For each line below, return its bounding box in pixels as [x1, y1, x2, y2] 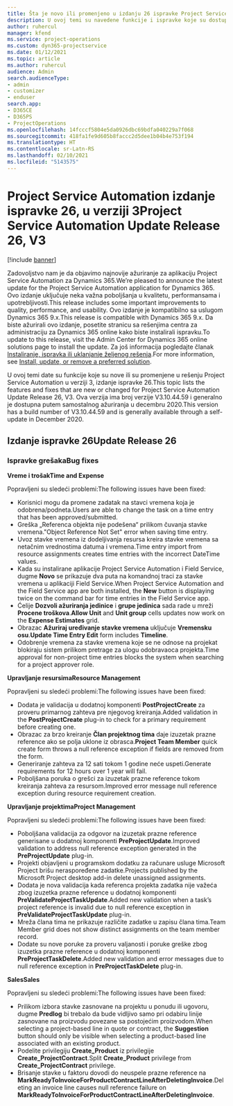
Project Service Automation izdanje [7, 188, 216, 204]
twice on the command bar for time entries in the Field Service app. [17, 594, 210, 603]
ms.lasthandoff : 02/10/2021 [7, 152, 89, 159]
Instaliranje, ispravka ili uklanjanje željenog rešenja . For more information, [7, 349, 215, 358]
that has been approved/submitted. [17, 513, 118, 521]
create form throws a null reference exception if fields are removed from [17, 745, 224, 753]
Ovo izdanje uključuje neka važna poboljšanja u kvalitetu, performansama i [7, 291, 221, 299]
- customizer [7, 87, 45, 94]
